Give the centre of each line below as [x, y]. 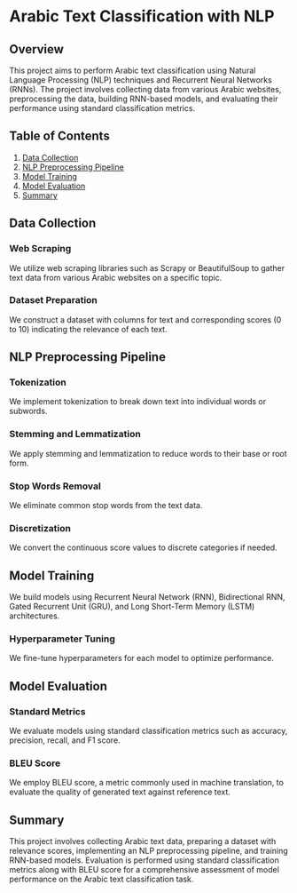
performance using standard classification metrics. [102, 108]
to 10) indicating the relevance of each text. [88, 329]
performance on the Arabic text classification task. [102, 879]
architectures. [35, 616]
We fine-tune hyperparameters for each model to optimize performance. [142, 658]
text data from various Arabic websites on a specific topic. [116, 277]
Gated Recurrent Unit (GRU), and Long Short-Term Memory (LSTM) [132, 607]
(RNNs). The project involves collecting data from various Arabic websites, [145, 89]
